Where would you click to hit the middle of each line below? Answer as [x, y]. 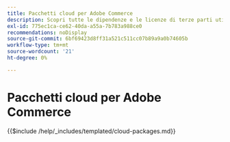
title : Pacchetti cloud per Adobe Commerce [70, 13]
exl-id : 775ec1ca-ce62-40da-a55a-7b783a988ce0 [75, 26]
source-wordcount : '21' [41, 52]
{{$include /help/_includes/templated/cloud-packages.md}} [91, 131]
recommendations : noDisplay [47, 32]
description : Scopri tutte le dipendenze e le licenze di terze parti [110, 20]
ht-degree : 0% [27, 58]
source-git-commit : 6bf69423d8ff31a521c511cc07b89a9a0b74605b [98, 39]
